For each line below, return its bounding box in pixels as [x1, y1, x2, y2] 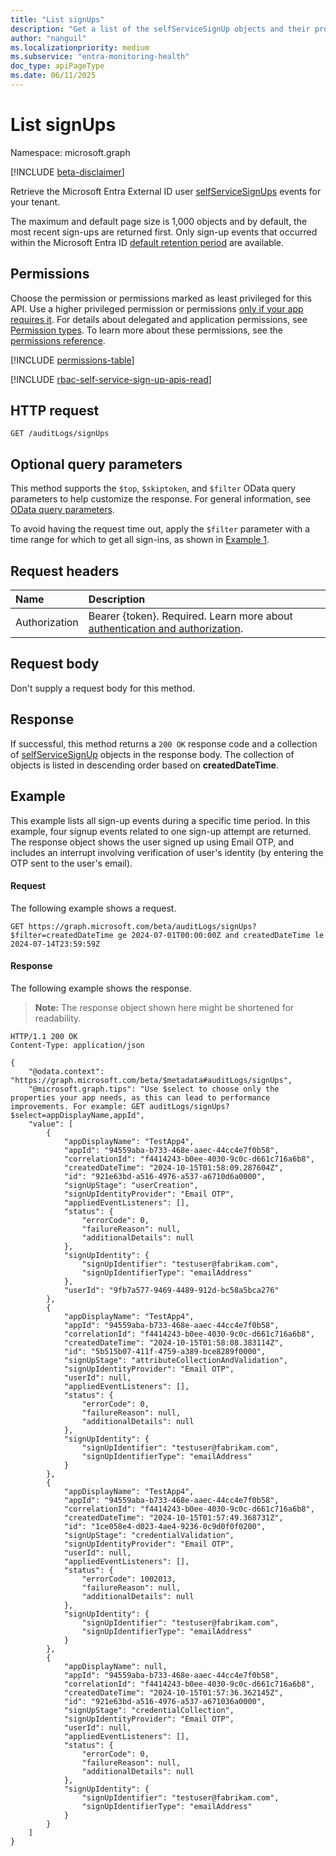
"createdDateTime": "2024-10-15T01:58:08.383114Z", [63, 1337, 284, 1348]
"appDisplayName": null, [63, 1661, 168, 1671]
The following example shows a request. [10, 902, 177, 914]
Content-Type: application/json [10, 1040, 145, 1050]
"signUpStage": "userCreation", [63, 1180, 199, 1190]
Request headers [10, 562, 120, 580]
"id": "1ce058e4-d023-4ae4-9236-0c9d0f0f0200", [63, 1521, 267, 1531]
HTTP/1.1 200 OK [10, 1031, 78, 1041]
